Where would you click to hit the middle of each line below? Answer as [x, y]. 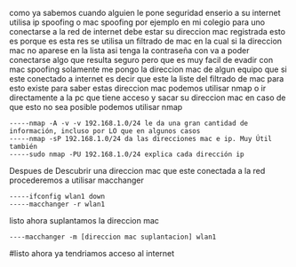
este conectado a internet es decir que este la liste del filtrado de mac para [147, 79]
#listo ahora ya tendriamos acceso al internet [92, 253]
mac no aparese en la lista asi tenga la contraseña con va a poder [129, 51]
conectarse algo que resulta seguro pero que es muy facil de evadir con [141, 60]
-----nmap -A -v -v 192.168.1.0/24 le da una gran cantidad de [129, 123]
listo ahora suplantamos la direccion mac [84, 220]
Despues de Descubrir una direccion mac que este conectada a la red [137, 171]
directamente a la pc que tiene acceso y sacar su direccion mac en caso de [148, 98]
